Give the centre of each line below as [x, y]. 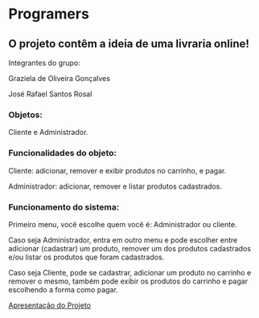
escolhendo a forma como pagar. [63, 289]
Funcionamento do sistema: [64, 207]
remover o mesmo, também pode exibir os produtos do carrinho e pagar [128, 281]
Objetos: [25, 115]
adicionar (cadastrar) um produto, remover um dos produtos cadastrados [130, 248]
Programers [49, 14]
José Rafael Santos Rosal [50, 94]
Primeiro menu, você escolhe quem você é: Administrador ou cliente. [123, 224]
